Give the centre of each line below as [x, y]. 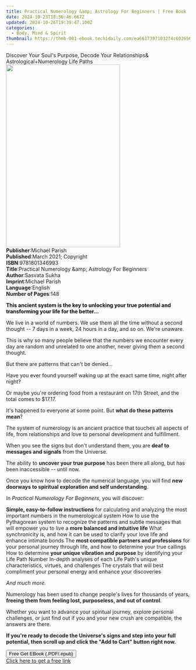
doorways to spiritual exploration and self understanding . [77, 487]
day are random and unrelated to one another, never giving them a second [95, 346]
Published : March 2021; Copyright [47, 257]
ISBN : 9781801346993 [32, 263]
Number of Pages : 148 [33, 294]
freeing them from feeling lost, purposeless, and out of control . [84, 600]
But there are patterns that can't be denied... [60, 364]
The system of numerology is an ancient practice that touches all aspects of [97, 428]
